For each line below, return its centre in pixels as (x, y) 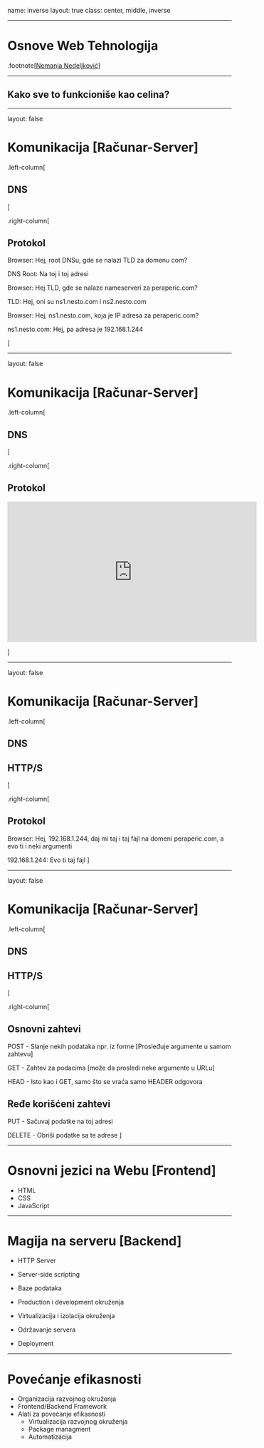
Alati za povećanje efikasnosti (62, 1414)
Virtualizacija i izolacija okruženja (66, 1316)
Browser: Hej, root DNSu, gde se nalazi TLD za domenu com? (97, 260)
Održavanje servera (47, 1330)
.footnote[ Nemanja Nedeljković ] (54, 65)
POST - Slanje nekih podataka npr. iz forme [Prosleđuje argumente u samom (119, 1046)
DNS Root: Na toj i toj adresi (48, 274)
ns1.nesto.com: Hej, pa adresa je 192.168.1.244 (75, 329)
